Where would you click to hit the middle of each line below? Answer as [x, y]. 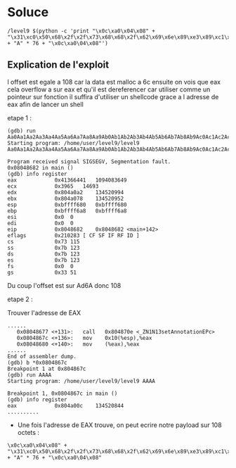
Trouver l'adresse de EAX [44, 312]
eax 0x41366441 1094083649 [67, 180]
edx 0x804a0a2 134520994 [66, 192]
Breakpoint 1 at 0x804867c [47, 369]
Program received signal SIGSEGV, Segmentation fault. [89, 162]
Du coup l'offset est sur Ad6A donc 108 [64, 285]
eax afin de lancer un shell [46, 104]
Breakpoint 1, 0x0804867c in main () [63, 393]
